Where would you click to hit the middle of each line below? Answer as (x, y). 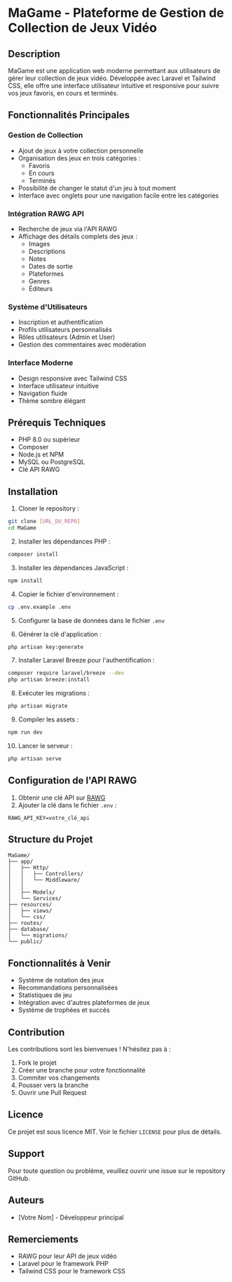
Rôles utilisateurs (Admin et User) (66, 337)
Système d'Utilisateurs (48, 307)
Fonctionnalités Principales (69, 115)
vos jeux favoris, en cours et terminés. (63, 93)
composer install (33, 554)
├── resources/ (30, 905)
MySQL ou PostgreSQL (52, 462)
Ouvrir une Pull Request (52, 1093)
